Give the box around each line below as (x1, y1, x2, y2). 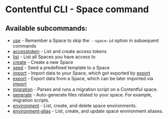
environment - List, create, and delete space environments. (12, 103, 137, 108)
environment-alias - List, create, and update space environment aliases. (12, 108, 164, 114)
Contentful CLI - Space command (5, 4, 149, 15)
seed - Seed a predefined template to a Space (12, 65, 110, 70)
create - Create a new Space (12, 59, 73, 65)
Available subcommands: (5, 24, 88, 33)
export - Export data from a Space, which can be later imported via (12, 76, 154, 81)
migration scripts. (12, 97, 50, 103)
